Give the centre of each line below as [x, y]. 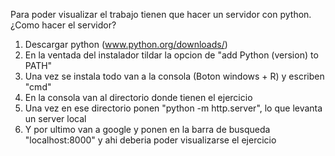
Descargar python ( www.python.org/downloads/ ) [126, 44]
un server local [55, 118]
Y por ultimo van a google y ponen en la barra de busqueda [147, 129]
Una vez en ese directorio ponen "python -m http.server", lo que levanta [173, 108]
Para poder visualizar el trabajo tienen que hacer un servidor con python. [161, 14]
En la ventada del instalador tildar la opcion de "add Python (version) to [171, 55]
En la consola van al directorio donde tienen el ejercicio [138, 97]
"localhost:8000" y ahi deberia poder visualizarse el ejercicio [150, 140]
